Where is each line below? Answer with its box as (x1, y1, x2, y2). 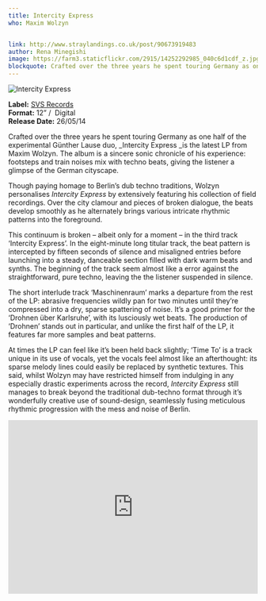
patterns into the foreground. (8, 215, 103, 224)
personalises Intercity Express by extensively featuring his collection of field (8, 190, 256, 198)
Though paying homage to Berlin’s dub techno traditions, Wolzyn (8, 181, 220, 191)
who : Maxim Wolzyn (8, 19, 69, 27)
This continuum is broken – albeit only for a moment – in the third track (8, 230, 238, 239)
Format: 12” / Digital (8, 108, 76, 118)
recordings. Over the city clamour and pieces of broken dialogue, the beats (8, 198, 253, 207)
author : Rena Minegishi (8, 48, 87, 56)
